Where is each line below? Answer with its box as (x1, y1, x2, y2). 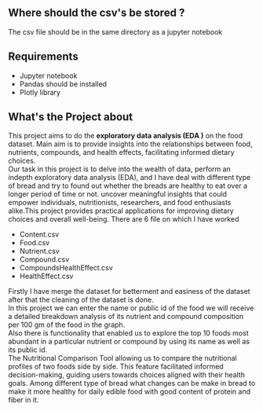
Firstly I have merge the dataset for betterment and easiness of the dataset (8, 287, 250, 296)
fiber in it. (8, 395, 39, 405)
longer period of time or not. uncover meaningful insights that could (8, 189, 228, 199)
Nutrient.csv (19, 247, 60, 256)
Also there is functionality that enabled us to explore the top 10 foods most (8, 328, 249, 338)
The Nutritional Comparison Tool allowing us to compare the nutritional (8, 354, 237, 363)
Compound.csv (19, 255, 70, 264)
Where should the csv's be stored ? (8, 6, 185, 20)
